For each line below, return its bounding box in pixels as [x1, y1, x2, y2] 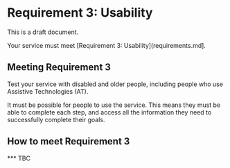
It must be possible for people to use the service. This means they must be [7, 101, 221, 109]
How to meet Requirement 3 [7, 135, 130, 147]
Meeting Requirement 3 [7, 61, 111, 74]
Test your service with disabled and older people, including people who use [7, 80, 224, 88]
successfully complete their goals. [7, 115, 105, 124]
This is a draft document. [7, 28, 79, 36]
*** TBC [7, 154, 31, 162]
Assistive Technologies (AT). [7, 87, 89, 95]
